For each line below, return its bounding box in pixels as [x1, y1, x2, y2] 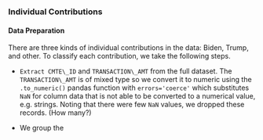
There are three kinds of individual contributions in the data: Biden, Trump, [8, 43, 249, 52]
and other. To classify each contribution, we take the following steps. [8, 52, 231, 61]
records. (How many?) [19, 108, 92, 117]
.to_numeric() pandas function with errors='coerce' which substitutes [19, 83, 250, 92]
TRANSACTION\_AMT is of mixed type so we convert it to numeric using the [19, 75, 253, 84]
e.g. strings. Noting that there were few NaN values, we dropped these [19, 100, 245, 109]
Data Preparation [8, 26, 65, 35]
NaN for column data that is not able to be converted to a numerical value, [19, 92, 256, 101]
